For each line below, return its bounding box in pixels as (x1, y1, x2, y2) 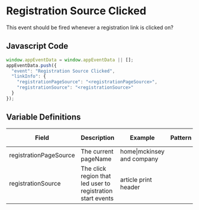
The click (81, 164, 107, 173)
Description (81, 133, 114, 142)
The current (81, 147, 114, 155)
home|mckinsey (120, 147, 165, 155)
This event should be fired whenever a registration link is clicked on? (6, 24, 174, 31)
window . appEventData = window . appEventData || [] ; (6, 57, 134, 63)
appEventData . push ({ (6, 62, 57, 68)
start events (81, 194, 114, 202)
